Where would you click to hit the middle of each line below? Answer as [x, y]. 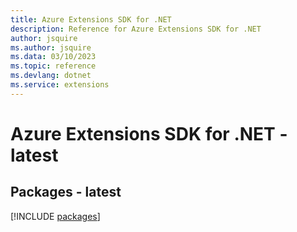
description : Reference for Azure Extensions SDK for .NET [136, 29]
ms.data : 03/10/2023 [53, 57]
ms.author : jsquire [51, 47]
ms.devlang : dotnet [51, 76]
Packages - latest [66, 192]
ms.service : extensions [60, 85]
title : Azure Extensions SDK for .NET [91, 19]
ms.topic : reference [53, 66]
